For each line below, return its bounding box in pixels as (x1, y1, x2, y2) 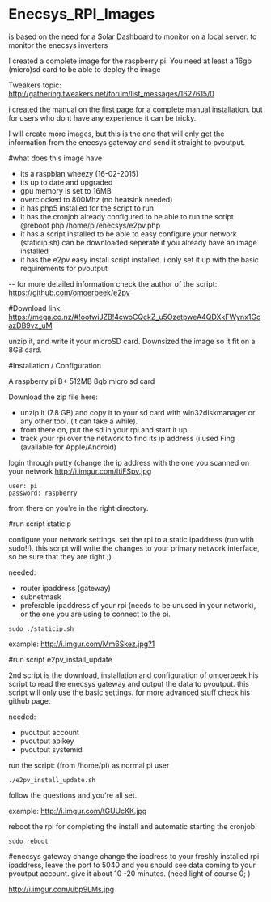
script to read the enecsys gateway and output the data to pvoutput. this (8, 679, 249, 688)
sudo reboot (8, 837, 49, 845)
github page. (8, 696, 51, 705)
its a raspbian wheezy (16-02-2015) (19, 168, 139, 178)
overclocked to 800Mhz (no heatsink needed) (19, 194, 173, 204)
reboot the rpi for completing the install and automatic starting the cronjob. (8, 821, 257, 831)
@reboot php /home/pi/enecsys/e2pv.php (19, 220, 160, 230)
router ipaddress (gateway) (19, 583, 112, 593)
